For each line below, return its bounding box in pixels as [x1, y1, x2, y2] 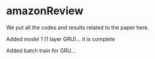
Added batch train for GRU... [6, 46, 76, 54]
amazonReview [6, 4, 83, 18]
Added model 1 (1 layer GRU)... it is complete [6, 35, 115, 42]
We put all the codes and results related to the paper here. [6, 24, 149, 31]
